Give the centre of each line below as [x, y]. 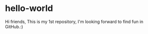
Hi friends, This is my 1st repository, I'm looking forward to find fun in [74, 22]
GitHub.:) [14, 26]
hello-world [29, 8]
